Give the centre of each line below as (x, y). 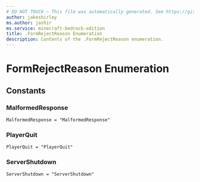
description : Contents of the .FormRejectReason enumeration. (85, 39)
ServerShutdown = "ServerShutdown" (50, 174)
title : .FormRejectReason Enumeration (54, 34)
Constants (26, 91)
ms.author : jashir (29, 23)
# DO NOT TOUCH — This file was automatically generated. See (85, 12)
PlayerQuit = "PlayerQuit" (40, 147)
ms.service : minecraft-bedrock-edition (56, 28)
